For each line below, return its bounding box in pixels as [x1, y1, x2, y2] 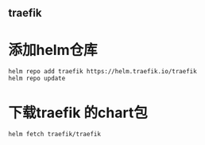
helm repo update [8, 75, 66, 83]
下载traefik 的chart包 [8, 104, 149, 122]
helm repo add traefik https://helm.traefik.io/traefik [8, 68, 197, 76]
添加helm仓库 [8, 41, 98, 59]
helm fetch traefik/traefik [8, 131, 102, 139]
